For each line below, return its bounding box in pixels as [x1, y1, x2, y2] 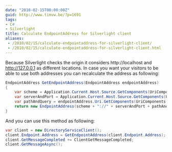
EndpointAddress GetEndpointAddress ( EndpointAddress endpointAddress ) [5, 80, 159, 85]
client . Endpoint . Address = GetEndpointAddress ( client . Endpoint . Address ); [5, 132, 166, 138]
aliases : [5, 36, 24, 41]
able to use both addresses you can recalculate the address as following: [5, 70, 160, 77]
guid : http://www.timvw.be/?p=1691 [5, 12, 81, 17]
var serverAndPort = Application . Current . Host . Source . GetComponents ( [14, 94, 166, 99]
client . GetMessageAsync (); [5, 142, 63, 147]
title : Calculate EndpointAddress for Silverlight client [5, 31, 132, 36]
